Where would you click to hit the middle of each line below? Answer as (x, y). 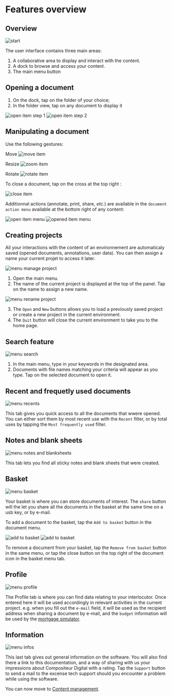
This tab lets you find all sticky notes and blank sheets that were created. (83, 463)
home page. (25, 326)
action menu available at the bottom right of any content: (65, 209)
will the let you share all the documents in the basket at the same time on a (84, 506)
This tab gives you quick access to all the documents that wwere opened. (83, 413)
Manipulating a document (47, 132)
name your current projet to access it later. (50, 258)
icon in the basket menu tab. (35, 558)
